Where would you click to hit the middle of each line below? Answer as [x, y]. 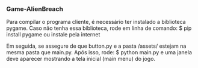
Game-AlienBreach [35, 9]
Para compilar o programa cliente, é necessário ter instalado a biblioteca [96, 22]
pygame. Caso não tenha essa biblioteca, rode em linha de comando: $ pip [99, 28]
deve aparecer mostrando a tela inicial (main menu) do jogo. [81, 59]
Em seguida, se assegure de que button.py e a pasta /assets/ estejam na [96, 46]
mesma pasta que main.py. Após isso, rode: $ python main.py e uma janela [99, 52]
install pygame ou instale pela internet [53, 35]
